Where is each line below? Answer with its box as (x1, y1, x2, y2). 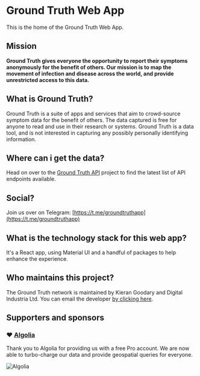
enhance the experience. (6, 255, 68, 263)
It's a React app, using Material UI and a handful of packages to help (6, 249, 177, 256)
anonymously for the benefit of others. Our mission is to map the (6, 63, 172, 71)
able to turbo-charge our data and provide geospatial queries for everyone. (6, 351, 193, 358)
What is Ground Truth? (6, 94, 93, 104)
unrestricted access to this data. (6, 76, 89, 83)
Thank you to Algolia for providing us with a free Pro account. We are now (6, 345, 190, 352)
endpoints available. (6, 176, 56, 183)
